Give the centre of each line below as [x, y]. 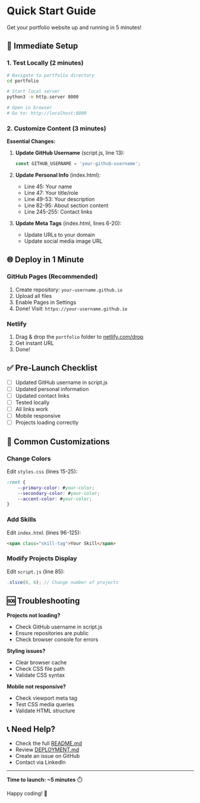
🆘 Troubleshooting [43, 601]
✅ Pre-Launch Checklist [52, 368]
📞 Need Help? [31, 729]
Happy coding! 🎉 [27, 794]
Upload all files [34, 296]
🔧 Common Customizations [58, 441]
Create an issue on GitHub [47, 756]
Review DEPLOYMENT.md [47, 750]
